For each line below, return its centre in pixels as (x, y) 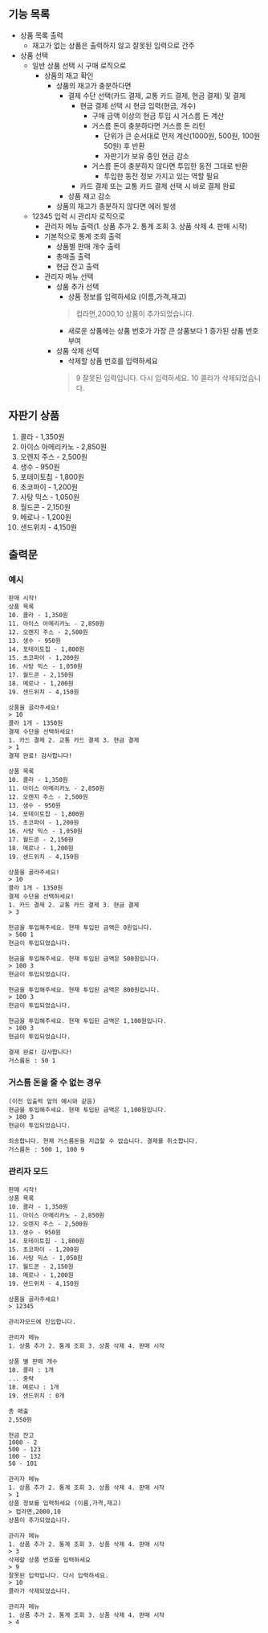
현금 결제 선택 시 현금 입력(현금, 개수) (138, 105)
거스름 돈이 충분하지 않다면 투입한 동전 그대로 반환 (170, 166)
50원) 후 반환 (125, 145)
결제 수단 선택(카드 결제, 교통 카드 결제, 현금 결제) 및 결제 (157, 96)
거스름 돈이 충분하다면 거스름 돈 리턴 (149, 125)
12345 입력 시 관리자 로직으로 (79, 216)
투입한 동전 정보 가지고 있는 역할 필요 (162, 176)
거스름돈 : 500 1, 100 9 (47, 1149)
